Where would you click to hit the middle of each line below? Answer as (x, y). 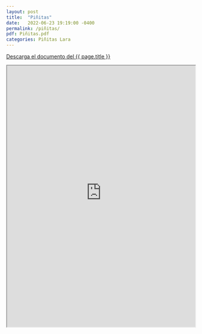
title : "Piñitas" (29, 17)
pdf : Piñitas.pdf (28, 34)
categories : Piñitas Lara (38, 39)
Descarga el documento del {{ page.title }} (58, 56)
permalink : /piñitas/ (33, 28)
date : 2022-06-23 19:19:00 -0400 (51, 23)
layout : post (22, 12)
